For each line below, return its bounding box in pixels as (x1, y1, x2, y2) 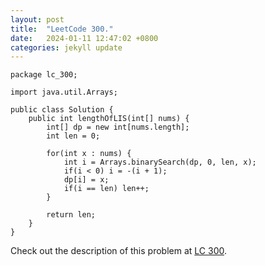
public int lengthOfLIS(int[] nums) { (28, 114, 190, 124)
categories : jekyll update (10, 42, 123, 53)
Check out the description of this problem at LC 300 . (10, 245, 227, 257)
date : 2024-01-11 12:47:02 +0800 (10, 33, 159, 43)
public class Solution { (10, 105, 114, 115)
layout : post (10, 14, 65, 25)
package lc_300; (10, 70, 78, 80)
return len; (46, 210, 97, 220)
